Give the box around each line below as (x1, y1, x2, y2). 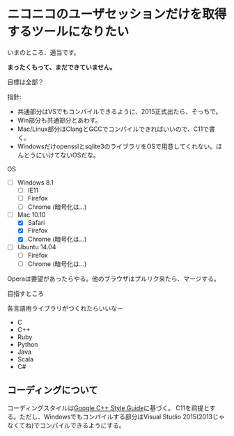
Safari (27, 219, 45, 227)
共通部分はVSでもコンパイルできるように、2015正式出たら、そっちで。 (17, 107, 222, 116)
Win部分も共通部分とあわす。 (17, 116, 102, 124)
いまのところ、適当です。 (7, 48, 80, 56)
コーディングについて (7, 384, 98, 396)
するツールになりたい (7, 24, 130, 40)
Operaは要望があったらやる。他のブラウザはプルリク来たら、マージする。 (7, 274, 221, 283)
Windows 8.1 (17, 178, 54, 187)
